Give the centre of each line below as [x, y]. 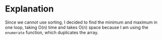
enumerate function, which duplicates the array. [52, 32]
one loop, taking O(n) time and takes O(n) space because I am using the [77, 27]
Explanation [29, 9]
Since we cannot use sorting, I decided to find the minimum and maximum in [81, 22]
